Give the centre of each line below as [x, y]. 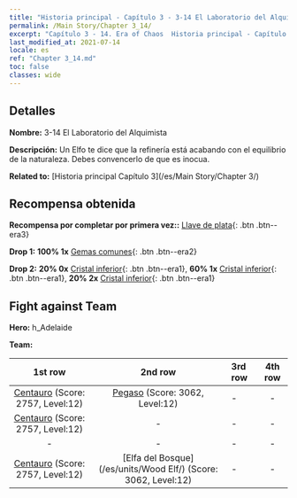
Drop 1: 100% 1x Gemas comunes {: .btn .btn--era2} [103, 252]
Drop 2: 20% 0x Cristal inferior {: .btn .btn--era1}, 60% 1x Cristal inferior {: [143, 269]
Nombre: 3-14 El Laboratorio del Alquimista [88, 132]
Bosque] [176, 458]
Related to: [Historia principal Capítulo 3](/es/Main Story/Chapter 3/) [134, 176]
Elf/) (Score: [193, 469]
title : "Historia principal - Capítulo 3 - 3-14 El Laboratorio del [138, 17]
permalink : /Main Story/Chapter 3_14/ [80, 26]
